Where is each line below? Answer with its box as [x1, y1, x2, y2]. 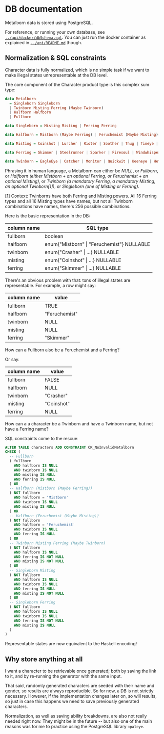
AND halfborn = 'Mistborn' [14, 495, 69, 500]
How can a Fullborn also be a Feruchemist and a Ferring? [5, 347, 120, 353]
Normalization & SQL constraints [5, 54, 106, 62]
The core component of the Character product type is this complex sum [5, 81, 150, 87]
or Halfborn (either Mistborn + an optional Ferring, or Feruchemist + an [5, 173, 148, 179]
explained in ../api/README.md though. [5, 39, 82, 45]
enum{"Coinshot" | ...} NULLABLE [44, 257, 122, 263]
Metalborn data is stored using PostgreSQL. [5, 20, 93, 26]
